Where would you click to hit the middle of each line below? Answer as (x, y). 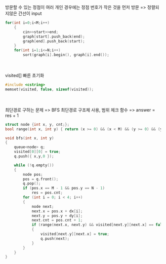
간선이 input (30, 13)
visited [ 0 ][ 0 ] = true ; (37, 152)
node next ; (43, 206)
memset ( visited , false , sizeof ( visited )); (49, 89)
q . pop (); (32, 184)
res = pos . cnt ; (47, 193)
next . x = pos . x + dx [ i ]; (57, 211)
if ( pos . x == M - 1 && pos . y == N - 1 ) (64, 188)
